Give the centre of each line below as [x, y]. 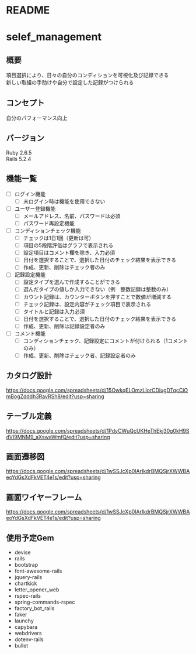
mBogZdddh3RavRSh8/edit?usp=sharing [55, 396]
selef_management [54, 37]
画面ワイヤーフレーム [44, 497]
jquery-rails [28, 577]
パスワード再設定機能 [49, 223]
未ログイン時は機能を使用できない [64, 201]
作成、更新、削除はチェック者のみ [64, 268]
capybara [26, 627]
